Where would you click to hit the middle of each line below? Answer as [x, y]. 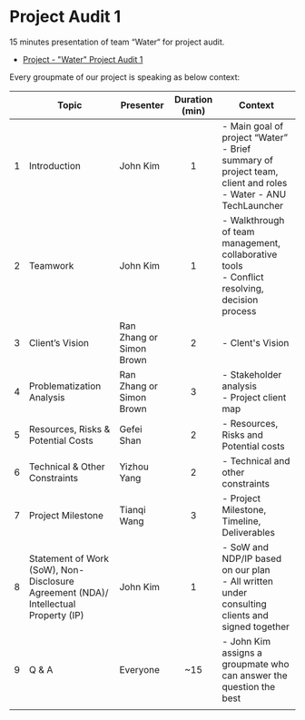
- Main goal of [253, 126]
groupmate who [256, 664]
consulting [245, 604]
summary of [248, 160]
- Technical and [256, 460]
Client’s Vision [59, 342]
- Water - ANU [254, 194]
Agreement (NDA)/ [69, 592]
